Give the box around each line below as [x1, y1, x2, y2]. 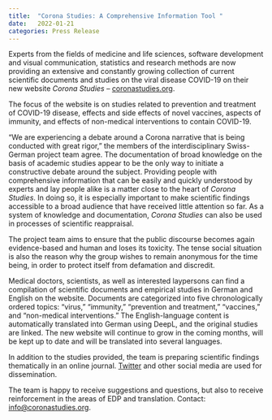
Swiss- [227, 141, 250, 151]
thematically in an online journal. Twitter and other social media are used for [8, 361, 262, 370]
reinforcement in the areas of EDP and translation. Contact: [8, 394, 206, 404]
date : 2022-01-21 [8, 19, 75, 28]
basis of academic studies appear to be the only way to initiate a [8, 158, 224, 168]
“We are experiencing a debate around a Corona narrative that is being [8, 132, 245, 142]
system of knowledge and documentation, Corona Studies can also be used [8, 210, 262, 220]
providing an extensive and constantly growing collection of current [8, 67, 235, 76]
